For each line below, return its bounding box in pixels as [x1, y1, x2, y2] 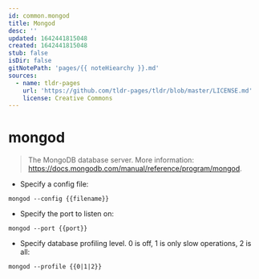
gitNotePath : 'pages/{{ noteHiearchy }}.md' [8, 64, 160, 72]
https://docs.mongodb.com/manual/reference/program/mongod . [27, 164, 242, 174]
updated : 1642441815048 [8, 34, 88, 43]
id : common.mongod [8, 11, 70, 20]
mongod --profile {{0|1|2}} [8, 263, 103, 271]
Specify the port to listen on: [19, 209, 115, 219]
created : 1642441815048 [8, 42, 88, 50]
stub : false [8, 49, 48, 57]
